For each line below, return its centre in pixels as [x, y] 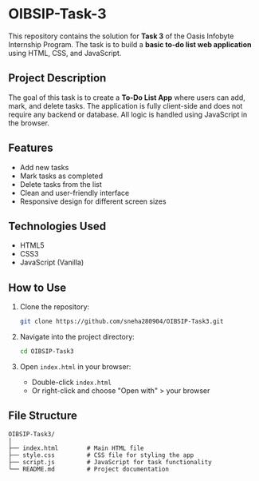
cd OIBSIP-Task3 [47, 352]
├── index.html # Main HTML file [77, 448]
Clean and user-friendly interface [75, 193]
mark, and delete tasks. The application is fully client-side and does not [126, 105]
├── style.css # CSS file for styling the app [101, 455]
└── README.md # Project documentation [89, 469]
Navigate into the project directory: [77, 337]
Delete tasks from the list [61, 184]
